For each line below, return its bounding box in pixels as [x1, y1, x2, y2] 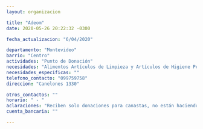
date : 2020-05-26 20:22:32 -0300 [6, 25, 91, 31]
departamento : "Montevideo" [6, 47, 77, 53]
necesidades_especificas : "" [6, 69, 80, 75]
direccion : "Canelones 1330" [6, 81, 80, 87]
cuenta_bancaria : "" [6, 109, 59, 115]
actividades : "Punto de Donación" [6, 58, 94, 64]
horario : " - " [6, 97, 45, 103]
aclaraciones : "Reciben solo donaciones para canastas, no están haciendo [6, 103, 199, 109]
